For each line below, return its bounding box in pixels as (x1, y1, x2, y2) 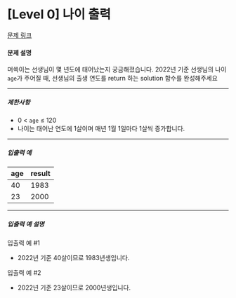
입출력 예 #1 (7, 239, 40, 248)
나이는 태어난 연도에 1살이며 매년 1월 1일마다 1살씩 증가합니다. (17, 124, 185, 133)
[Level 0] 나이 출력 (7, 6, 111, 22)
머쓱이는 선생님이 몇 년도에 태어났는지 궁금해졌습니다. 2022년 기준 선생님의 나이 (7, 65, 227, 74)
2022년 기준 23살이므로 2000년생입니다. (17, 283, 131, 292)
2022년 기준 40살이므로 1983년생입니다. (17, 254, 130, 262)
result (30, 169, 51, 179)
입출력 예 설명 (7, 219, 44, 228)
